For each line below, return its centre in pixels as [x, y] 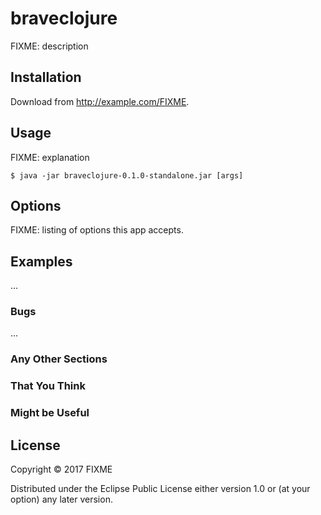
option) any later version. [61, 499]
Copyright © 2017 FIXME [61, 469]
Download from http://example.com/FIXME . [100, 101]
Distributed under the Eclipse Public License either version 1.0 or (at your [160, 489]
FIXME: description [49, 46]
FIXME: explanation [50, 157]
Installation [46, 77]
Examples [41, 261]
